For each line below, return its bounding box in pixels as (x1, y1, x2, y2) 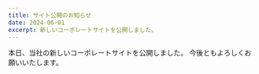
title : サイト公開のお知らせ (8, 11, 92, 19)
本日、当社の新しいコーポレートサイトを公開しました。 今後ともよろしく (8, 48, 245, 58)
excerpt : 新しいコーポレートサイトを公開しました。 (8, 26, 157, 33)
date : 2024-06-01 (8, 19, 65, 26)
